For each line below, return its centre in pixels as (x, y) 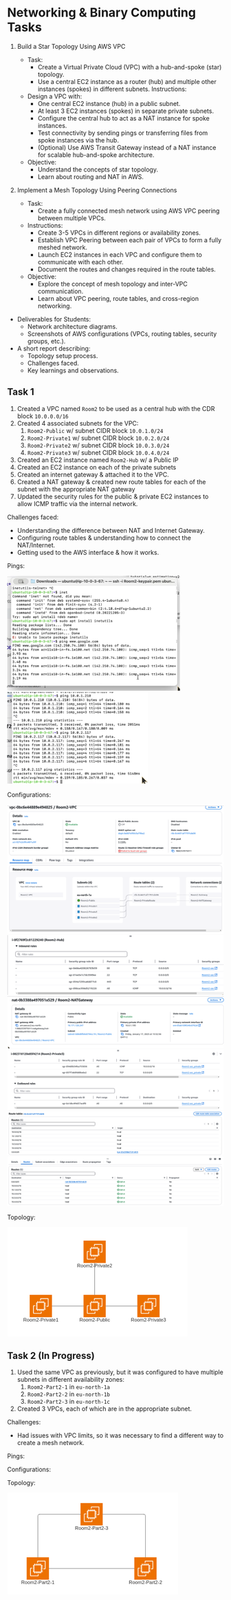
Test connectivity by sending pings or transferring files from (123, 133)
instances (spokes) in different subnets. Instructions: (112, 89)
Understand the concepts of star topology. (98, 169)
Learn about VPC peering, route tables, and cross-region (118, 298)
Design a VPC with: (55, 96)
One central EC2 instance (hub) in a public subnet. (109, 103)
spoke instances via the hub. (78, 140)
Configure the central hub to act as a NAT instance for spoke (123, 118)
